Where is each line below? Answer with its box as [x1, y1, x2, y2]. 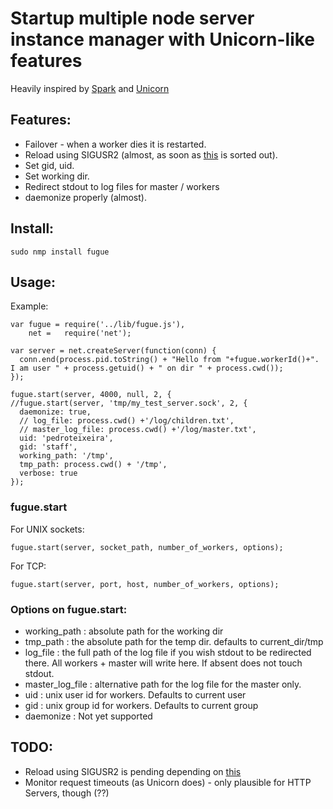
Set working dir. [24, 170, 90, 182]
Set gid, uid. [24, 159, 75, 171]
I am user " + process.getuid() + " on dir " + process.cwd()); [10, 363, 284, 374]
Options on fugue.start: [10, 602, 128, 616]
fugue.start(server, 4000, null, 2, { [10, 390, 172, 400]
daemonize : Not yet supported [24, 710, 153, 722]
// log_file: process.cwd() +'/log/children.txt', [19, 416, 235, 426]
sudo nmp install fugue [10, 247, 110, 257]
